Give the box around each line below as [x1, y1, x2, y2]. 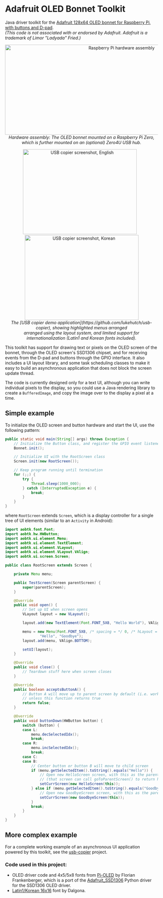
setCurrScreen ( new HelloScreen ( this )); [39, 782, 120, 786]
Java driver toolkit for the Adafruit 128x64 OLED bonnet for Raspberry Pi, [5, 19, 151, 25]
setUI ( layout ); [22, 647, 53, 652]
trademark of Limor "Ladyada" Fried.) [5, 35, 81, 41]
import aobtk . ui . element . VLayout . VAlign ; [5, 550, 90, 555]
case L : [22, 727, 38, 732]
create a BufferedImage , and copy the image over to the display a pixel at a [5, 390, 154, 396]
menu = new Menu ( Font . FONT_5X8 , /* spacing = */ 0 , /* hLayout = [22, 629, 158, 634]
